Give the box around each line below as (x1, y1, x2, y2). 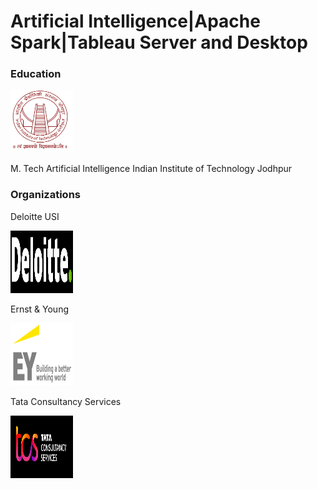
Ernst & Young (10, 303, 69, 315)
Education (10, 67, 62, 81)
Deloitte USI (10, 210, 60, 222)
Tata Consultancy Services (10, 395, 122, 407)
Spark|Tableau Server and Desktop (10, 31, 308, 54)
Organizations (10, 188, 81, 202)
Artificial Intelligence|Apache (10, 10, 261, 33)
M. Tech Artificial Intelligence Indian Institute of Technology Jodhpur (10, 163, 293, 175)
